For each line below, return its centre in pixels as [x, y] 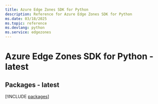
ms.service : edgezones [28, 32]
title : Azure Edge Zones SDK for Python [47, 10]
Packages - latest [32, 85]
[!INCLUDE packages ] [27, 96]
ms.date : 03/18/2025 [26, 19]
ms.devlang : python [25, 28]
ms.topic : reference [26, 23]
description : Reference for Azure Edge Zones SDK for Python [69, 14]
